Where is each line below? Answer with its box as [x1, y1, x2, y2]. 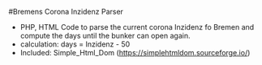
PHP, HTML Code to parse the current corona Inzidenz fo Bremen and [19, 22, 255, 31]
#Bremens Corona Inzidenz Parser [8, 7, 124, 16]
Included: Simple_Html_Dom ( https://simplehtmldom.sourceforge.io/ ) [19, 48, 251, 57]
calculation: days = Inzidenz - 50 [19, 39, 131, 49]
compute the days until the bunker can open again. [19, 31, 191, 40]
